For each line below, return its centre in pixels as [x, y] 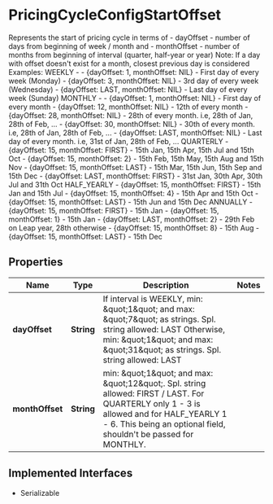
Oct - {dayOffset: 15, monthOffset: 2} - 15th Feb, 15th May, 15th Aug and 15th [136, 158]
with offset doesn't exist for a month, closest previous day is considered [129, 64]
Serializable [40, 493]
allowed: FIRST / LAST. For [154, 393]
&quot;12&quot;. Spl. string [154, 383]
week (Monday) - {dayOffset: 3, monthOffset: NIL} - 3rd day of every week [134, 81]
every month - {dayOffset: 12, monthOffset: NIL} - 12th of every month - [128, 107]
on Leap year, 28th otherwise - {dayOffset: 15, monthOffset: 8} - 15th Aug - [134, 228]
